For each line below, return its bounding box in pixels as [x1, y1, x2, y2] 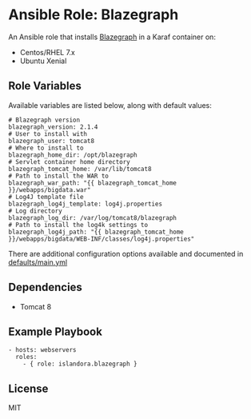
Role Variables [8, 79, 82, 93]
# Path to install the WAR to [8, 172, 110, 180]
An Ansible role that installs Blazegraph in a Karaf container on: [8, 32, 216, 42]
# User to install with [8, 130, 88, 138]
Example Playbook [8, 325, 102, 338]
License [8, 381, 49, 395]
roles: [15, 353, 38, 361]
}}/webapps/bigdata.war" [8, 186, 91, 194]
